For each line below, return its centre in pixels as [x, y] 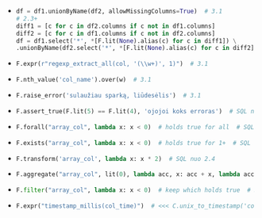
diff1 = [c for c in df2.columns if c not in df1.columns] [116, 26]
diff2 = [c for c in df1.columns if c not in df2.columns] [116, 33]
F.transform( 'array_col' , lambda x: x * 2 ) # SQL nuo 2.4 [116, 159]
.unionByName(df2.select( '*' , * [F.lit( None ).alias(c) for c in [123, 48]
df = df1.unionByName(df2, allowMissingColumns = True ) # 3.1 [119, 11]
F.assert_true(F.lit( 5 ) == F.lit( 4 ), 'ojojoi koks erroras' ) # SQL [131, 111]
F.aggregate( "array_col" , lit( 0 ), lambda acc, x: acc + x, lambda [128, 174]
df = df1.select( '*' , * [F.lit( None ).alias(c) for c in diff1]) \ [126, 41]
